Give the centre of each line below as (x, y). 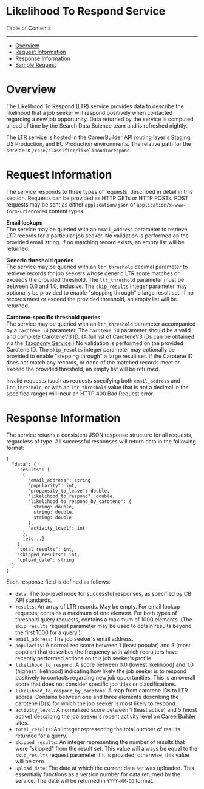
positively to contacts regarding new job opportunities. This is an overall (105, 677)
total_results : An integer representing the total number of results (98, 729)
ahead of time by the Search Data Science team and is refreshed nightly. (97, 125)
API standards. (33, 600)
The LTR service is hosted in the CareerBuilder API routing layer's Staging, (99, 137)
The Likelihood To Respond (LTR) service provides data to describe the (95, 106)
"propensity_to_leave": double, (69, 491)
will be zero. (30, 761)
